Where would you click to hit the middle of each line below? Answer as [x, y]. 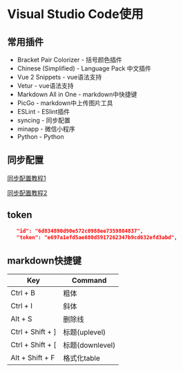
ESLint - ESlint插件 [44, 112]
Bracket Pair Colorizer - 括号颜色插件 [70, 60]
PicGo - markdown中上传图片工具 [65, 103]
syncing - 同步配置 [44, 120]
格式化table [81, 358]
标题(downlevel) [89, 345]
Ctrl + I [22, 306]
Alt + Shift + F [33, 358]
